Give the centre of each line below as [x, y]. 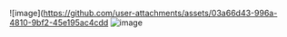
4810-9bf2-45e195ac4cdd [59, 23]
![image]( [26, 13]
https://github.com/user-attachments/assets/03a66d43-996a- [160, 13]
